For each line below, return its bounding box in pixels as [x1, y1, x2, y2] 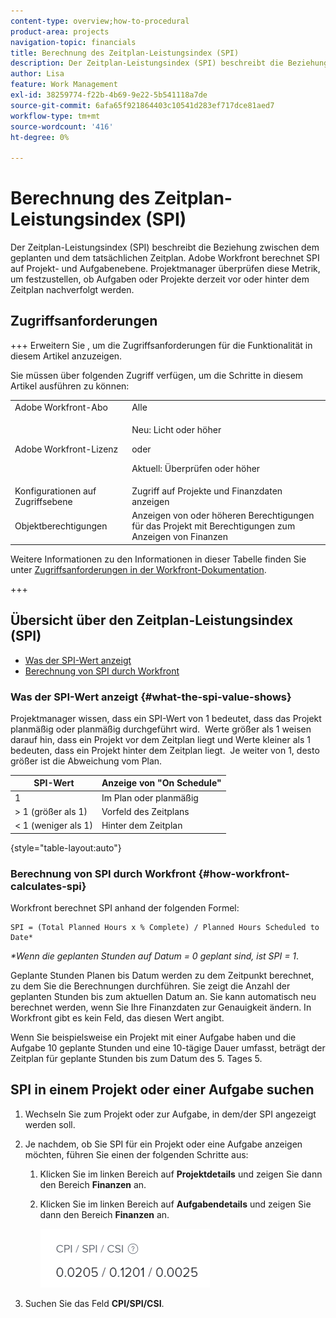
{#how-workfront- [198, 866, 290, 880]
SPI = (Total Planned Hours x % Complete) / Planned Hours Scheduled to [10, 923, 320, 933]
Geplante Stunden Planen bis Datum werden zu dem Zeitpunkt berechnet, [10, 970, 315, 982]
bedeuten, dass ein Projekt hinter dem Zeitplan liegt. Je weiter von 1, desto [10, 744, 320, 756]
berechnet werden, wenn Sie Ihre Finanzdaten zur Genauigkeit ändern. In [10, 1001, 312, 1014]
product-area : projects [10, 26, 110, 37]
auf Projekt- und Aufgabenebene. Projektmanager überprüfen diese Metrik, [10, 263, 321, 275]
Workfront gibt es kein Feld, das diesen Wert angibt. [10, 1012, 225, 1024]
